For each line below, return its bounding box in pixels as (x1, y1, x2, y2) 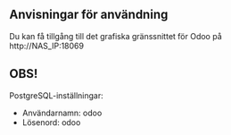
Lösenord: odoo (21, 116, 81, 128)
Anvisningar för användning (9, 7, 169, 22)
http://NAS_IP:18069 (9, 40, 85, 51)
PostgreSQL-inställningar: (9, 89, 104, 101)
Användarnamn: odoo (21, 107, 103, 118)
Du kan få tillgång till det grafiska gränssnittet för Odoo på (9, 30, 223, 41)
